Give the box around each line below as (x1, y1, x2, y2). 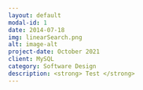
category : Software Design (8, 63, 97, 70)
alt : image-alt (8, 41, 58, 49)
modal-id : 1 (8, 19, 47, 27)
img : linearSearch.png (8, 33, 82, 41)
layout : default (8, 11, 61, 20)
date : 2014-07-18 (8, 26, 65, 34)
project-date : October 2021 (8, 48, 101, 56)
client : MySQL (8, 56, 55, 63)
